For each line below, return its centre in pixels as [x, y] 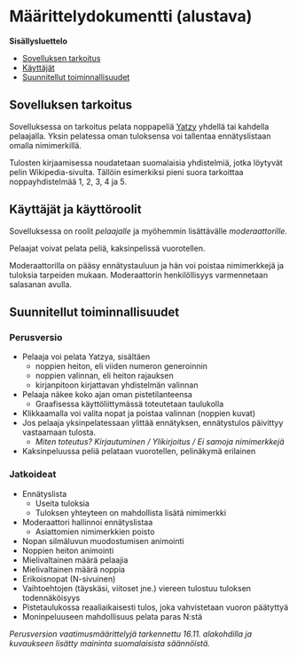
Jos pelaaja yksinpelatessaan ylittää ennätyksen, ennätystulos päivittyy [152, 423]
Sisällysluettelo [39, 41]
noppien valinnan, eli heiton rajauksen [105, 376]
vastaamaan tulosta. [59, 432]
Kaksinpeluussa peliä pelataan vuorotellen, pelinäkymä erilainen [139, 452]
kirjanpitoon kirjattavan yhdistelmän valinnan [117, 385]
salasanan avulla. [41, 284]
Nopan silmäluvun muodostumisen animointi [103, 541]
